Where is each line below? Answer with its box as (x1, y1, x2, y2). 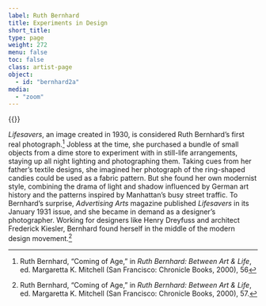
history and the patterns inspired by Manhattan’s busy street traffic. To (8, 189, 238, 199)
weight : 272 (8, 41, 47, 49)
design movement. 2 (8, 231, 73, 243)
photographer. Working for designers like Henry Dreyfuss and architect (8, 215, 240, 224)
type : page (8, 33, 44, 42)
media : (8, 85, 30, 94)
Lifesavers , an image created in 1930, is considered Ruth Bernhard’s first (8, 130, 245, 140)
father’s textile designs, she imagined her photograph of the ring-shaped (8, 164, 245, 174)
